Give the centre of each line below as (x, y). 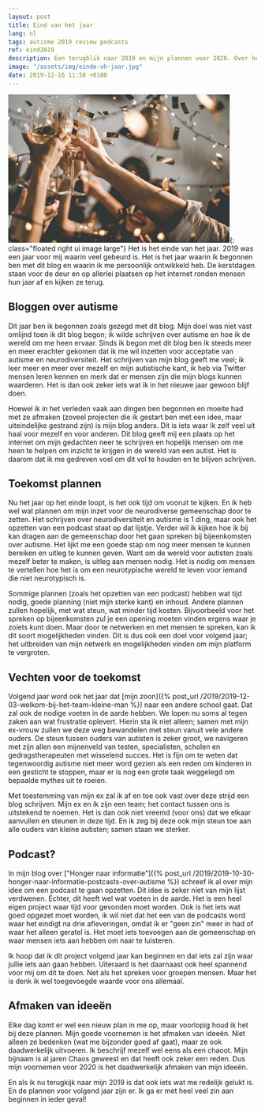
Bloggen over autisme (63, 307)
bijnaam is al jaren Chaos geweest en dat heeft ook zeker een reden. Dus (127, 1058)
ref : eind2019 (32, 50)
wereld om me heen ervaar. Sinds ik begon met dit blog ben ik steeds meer (130, 342)
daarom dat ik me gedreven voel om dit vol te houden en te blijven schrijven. (132, 459)
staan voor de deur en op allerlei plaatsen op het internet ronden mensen (127, 274)
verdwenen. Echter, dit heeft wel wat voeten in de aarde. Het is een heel (125, 898)
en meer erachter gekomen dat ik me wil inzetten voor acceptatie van (121, 351)
